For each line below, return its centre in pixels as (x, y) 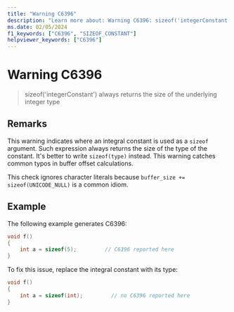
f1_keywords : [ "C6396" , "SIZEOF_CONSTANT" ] (72, 33)
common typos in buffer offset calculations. (70, 163)
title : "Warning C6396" (42, 14)
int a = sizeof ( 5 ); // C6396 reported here (97, 250)
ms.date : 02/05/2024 (38, 27)
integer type (42, 102)
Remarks (27, 124)
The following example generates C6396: (67, 223)
